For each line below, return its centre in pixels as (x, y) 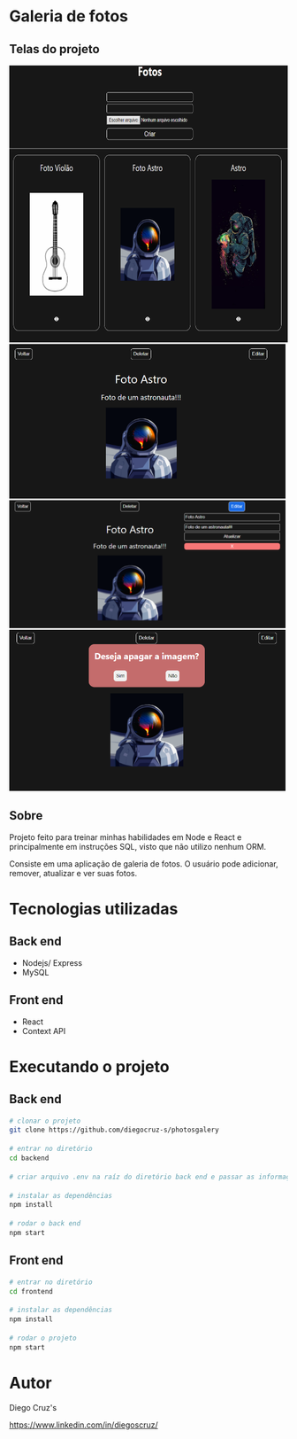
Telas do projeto (54, 49)
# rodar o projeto (43, 1338)
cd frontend (31, 1291)
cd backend (29, 1158)
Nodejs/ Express (52, 962)
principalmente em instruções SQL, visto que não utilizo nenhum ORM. (138, 846)
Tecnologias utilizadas (94, 909)
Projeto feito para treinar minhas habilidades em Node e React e (126, 837)
